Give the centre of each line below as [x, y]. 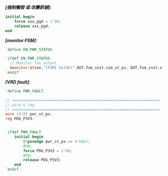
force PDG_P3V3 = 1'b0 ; [48, 151]
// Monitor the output [33, 63]
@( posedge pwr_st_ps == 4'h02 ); [57, 141]
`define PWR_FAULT [24, 91]
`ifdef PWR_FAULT [23, 132]
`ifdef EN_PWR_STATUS [28, 58]
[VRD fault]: [18, 82]
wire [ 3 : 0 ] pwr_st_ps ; [29, 114]
